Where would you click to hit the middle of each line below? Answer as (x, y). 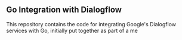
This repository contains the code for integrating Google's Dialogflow (91, 24)
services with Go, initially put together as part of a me (72, 30)
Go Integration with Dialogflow (64, 10)
